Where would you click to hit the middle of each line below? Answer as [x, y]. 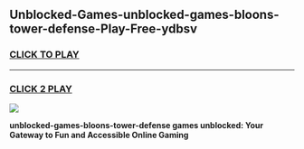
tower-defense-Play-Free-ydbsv [103, 29]
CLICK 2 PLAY [41, 88]
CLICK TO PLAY [44, 55]
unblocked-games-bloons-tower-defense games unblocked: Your [137, 125]
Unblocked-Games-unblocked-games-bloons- [144, 15]
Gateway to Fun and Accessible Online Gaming [99, 135]
